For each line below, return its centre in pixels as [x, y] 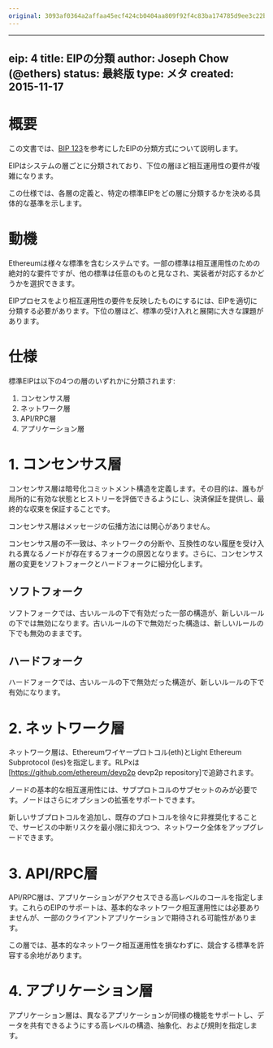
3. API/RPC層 [53, 873]
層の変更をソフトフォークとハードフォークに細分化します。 [108, 563]
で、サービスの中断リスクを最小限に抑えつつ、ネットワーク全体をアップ [129, 827]
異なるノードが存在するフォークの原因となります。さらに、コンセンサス [143, 553]
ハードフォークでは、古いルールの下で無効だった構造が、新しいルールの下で [136, 682]
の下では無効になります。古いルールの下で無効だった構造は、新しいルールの [136, 623]
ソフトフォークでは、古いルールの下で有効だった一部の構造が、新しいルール [136, 613]
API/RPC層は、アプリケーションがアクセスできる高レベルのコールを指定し [133, 898]
